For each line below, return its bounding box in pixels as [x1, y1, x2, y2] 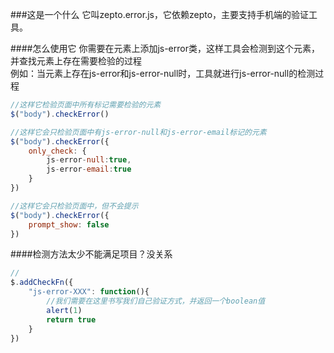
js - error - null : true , [46, 155, 132, 165]
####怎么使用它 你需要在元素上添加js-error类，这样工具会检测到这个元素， [10, 43, 320, 54]
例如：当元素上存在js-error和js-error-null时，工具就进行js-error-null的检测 [10, 68, 316, 79]
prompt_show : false [28, 219, 110, 230]
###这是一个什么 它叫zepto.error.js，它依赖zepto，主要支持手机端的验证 [10, 9, 310, 20]
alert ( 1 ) [46, 305, 83, 315]
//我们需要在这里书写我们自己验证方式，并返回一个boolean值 [46, 296, 266, 306]
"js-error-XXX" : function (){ [28, 287, 150, 297]
